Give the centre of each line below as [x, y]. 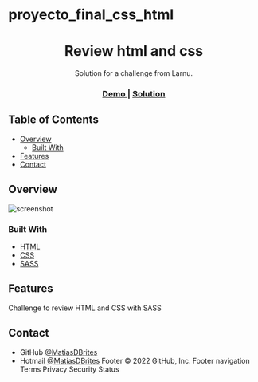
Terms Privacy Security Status [69, 369]
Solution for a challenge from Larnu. [134, 73]
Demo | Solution [134, 94]
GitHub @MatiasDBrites [59, 352]
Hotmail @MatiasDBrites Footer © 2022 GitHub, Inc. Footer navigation [135, 360]
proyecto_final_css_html [91, 15]
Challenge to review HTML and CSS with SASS [85, 308]
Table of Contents [54, 120]
